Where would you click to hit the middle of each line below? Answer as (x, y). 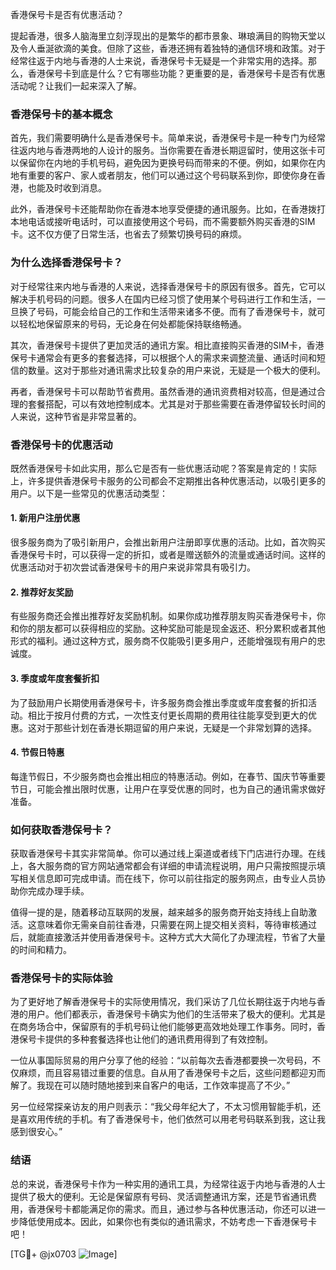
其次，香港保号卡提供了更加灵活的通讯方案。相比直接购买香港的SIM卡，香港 (167, 345)
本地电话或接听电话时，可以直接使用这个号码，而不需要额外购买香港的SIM (163, 222)
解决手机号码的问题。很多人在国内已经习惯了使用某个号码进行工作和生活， (163, 299)
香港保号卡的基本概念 (61, 114)
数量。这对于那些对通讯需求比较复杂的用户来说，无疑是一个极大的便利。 (176, 370)
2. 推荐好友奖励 (42, 592)
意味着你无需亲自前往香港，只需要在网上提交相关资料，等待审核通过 (176, 924)
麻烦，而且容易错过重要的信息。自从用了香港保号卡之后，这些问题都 (159, 1073)
